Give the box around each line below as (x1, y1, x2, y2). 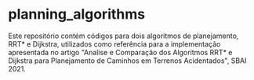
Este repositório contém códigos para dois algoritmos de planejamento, (8, 31, 239, 40)
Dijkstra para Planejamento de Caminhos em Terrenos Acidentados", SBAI (8, 56, 247, 65)
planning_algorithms (8, 5, 146, 23)
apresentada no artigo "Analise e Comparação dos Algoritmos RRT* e (8, 47, 233, 57)
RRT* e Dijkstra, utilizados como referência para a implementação (8, 39, 221, 48)
